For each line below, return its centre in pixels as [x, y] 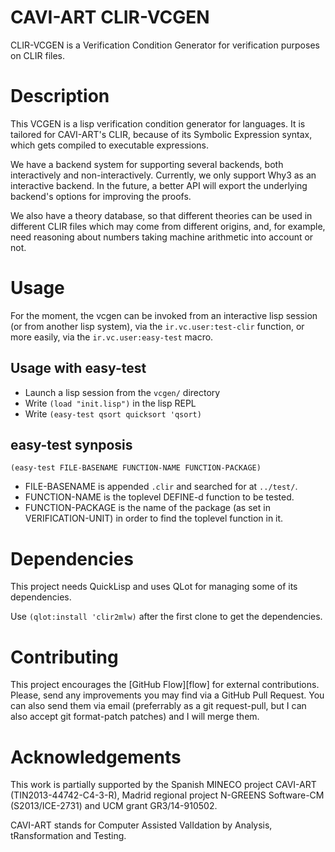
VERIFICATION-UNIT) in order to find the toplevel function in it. [154, 518]
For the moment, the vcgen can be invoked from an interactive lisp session [164, 315]
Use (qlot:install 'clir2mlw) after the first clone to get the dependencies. [166, 617]
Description [60, 96]
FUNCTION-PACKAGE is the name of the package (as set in [147, 508]
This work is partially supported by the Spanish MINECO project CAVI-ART [163, 785]
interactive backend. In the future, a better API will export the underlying [159, 185]
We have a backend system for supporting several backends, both [147, 164]
